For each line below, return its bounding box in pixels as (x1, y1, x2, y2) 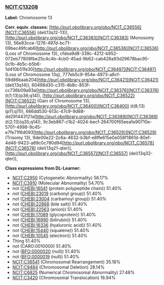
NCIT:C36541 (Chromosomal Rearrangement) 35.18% (12, 259, 121, 265)
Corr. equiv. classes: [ (5, 24, 51, 30)
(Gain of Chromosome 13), (37, 98, 91, 104)
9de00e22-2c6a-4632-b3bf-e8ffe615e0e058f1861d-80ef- (33, 135, 152, 141)
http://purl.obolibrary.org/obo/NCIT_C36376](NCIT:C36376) (37, 88, 159, 94)
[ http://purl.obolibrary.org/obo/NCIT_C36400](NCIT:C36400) (5, 103, 130, 109)
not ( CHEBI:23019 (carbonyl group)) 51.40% (12, 190, 102, 196)
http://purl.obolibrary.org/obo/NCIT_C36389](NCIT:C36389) (35, 114, 158, 120)
